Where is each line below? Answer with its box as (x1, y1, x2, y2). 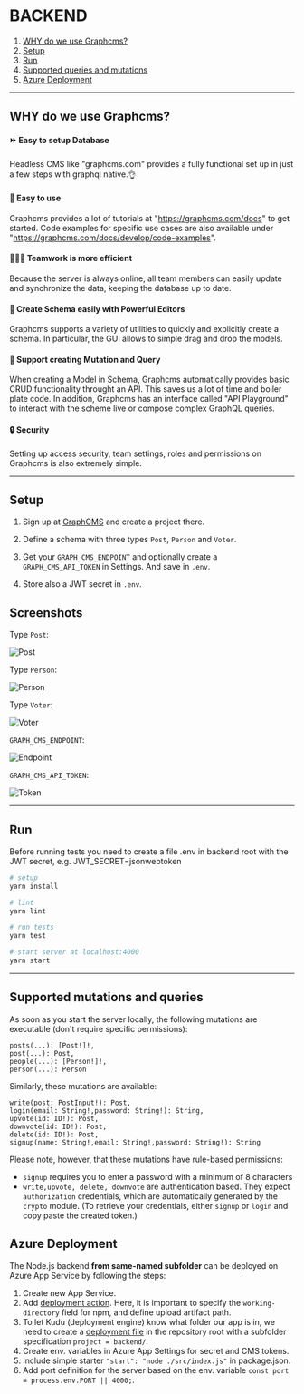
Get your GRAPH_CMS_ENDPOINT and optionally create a (22, 551, 218, 562)
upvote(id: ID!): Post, (9, 1114, 100, 1123)
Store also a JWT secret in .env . (22, 579, 142, 590)
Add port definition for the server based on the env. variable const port (22, 1364, 290, 1375)
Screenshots (9, 605, 83, 620)
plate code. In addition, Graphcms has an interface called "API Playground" (9, 394, 290, 405)
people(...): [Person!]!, (9, 1057, 107, 1066)
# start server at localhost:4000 (9, 948, 140, 957)
